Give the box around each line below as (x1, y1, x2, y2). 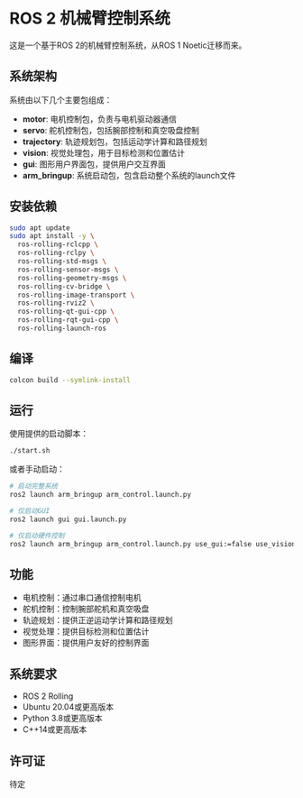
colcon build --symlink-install (9, 375, 131, 384)
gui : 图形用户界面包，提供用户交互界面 (22, 159, 167, 170)
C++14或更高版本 (22, 724, 87, 735)
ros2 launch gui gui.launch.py (9, 515, 127, 524)
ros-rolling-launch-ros (17, 324, 106, 334)
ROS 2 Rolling (22, 691, 74, 702)
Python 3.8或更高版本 (22, 713, 103, 724)
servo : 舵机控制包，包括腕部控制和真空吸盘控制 (22, 124, 200, 135)
